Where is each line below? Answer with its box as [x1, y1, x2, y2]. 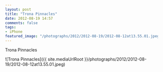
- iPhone [5, 29, 23, 34]
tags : [5, 25, 16, 30]
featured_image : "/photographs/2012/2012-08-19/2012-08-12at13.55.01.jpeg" [5, 34, 162, 39]
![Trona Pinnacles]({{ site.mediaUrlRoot [5, 56, 83, 62]
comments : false [5, 20, 38, 25]
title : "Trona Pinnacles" [5, 12, 57, 16]
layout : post [5, 7, 32, 12]
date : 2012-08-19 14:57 [5, 16, 53, 21]
